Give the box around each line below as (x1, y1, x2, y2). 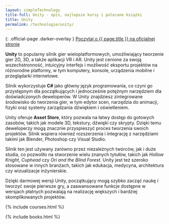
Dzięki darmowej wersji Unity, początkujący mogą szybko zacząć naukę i (5, 177, 159, 184)
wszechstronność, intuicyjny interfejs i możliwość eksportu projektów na (5, 62, 158, 68)
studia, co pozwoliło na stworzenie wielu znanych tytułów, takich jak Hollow (5, 151, 164, 158)
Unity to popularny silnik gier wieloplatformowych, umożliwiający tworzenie (5, 51, 164, 57)
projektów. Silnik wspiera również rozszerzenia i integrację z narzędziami (5, 131, 159, 137)
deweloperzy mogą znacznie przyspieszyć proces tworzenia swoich (5, 125, 149, 131)
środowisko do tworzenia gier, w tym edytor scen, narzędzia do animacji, (5, 99, 159, 105)
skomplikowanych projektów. (5, 194, 66, 200)
